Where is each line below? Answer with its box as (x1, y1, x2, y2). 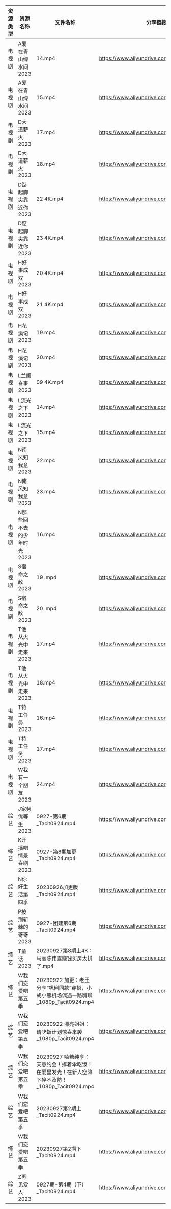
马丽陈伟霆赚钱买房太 (36, 955, 88, 962)
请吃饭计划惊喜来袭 (36, 1029, 82, 1035)
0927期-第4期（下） (36, 1181, 87, 1188)
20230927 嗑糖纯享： (36, 1053, 90, 1060)
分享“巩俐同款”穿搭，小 (36, 984, 92, 991)
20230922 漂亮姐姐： (36, 1021, 90, 1028)
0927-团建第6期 (36, 920, 77, 927)
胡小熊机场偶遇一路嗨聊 (36, 992, 93, 999)
